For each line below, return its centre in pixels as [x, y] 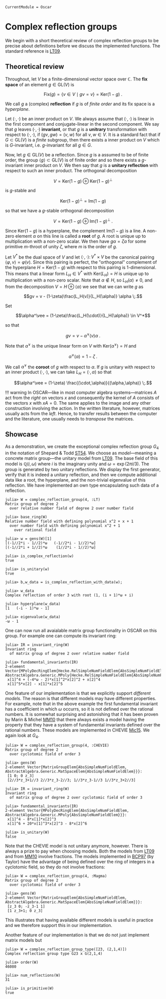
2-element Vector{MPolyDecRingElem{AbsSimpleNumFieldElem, [67, 811]
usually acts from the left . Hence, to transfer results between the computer [81, 414]
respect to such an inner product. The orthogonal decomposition [71, 170]
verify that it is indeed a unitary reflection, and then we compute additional [81, 475]
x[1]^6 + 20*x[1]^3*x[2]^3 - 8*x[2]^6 [47, 824]
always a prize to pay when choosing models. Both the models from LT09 [80, 851]
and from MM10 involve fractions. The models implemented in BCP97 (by [80, 856]
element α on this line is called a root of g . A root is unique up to [81, 236]
